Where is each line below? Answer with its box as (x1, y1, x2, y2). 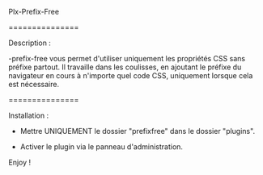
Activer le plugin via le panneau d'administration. (19, 142, 184, 152)
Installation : (8, 110, 49, 120)
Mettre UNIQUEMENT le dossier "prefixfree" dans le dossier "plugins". (19, 127, 256, 135)
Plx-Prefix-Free (8, 7, 59, 16)
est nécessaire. (8, 80, 59, 89)
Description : (8, 38, 51, 48)
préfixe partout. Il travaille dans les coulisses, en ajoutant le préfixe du (8, 62, 242, 72)
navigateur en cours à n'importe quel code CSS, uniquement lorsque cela (8, 71, 253, 80)
